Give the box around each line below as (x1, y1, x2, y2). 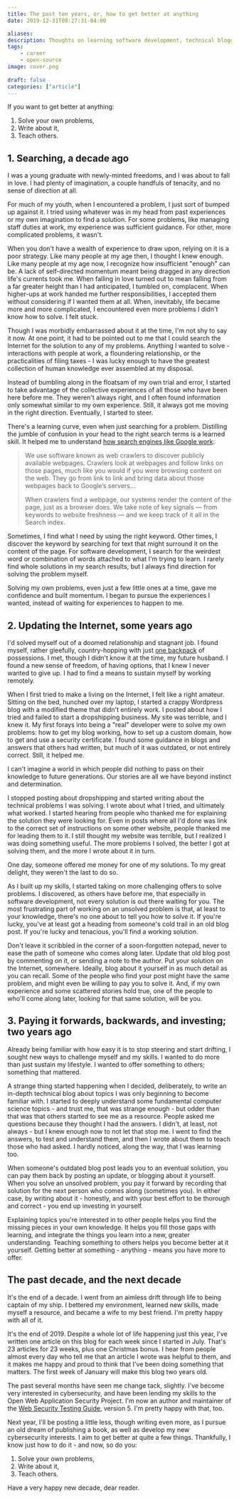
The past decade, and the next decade (7, 1274, 181, 1286)
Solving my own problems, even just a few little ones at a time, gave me (7, 584, 217, 592)
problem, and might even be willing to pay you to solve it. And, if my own (7, 979, 221, 987)
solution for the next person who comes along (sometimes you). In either (7, 1186, 221, 1195)
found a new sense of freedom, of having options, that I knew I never (7, 661, 210, 669)
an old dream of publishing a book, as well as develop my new (7, 1425, 190, 1434)
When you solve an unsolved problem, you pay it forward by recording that (7, 1179, 227, 1187)
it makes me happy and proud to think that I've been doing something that (7, 1360, 224, 1368)
